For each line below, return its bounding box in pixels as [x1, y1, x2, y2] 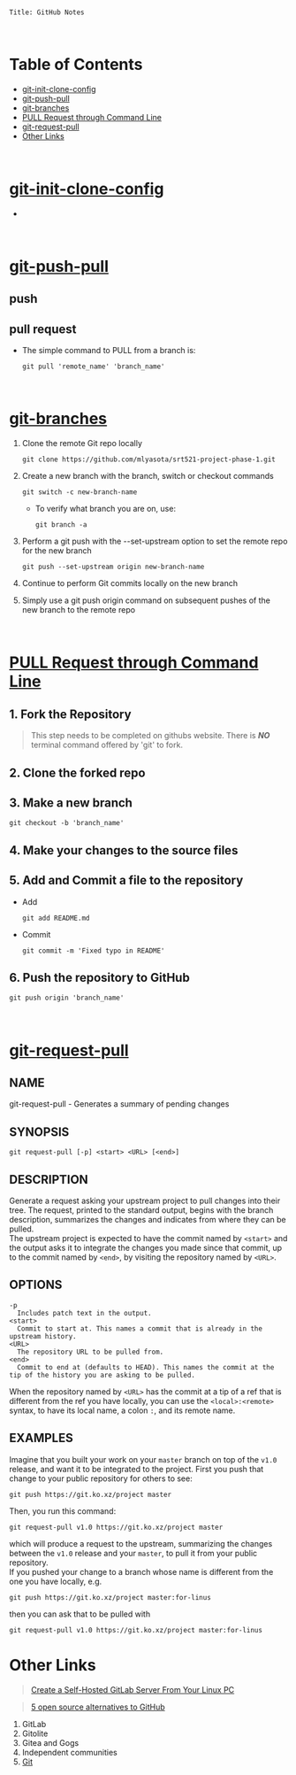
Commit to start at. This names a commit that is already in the [17, 1324, 263, 1333]
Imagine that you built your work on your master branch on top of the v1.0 [9, 1454, 277, 1464]
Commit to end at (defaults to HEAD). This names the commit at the [17, 1362, 275, 1371]
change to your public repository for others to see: [9, 1473, 193, 1484]
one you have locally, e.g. [9, 1576, 102, 1586]
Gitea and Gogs [21, 1737, 80, 1748]
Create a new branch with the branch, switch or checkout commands [21, 471, 274, 482]
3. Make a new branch [9, 795, 133, 810]
